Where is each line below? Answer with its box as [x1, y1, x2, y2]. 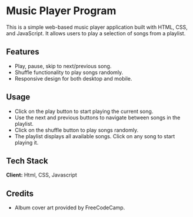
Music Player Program [6, 4, 117, 18]
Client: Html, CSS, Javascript [6, 172, 78, 179]
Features [6, 47, 39, 57]
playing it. [14, 139, 39, 146]
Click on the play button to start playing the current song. [14, 108, 154, 115]
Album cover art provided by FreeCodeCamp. [14, 204, 125, 211]
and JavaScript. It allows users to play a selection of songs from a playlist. [6, 29, 186, 36]
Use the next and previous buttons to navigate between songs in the [14, 113, 181, 121]
